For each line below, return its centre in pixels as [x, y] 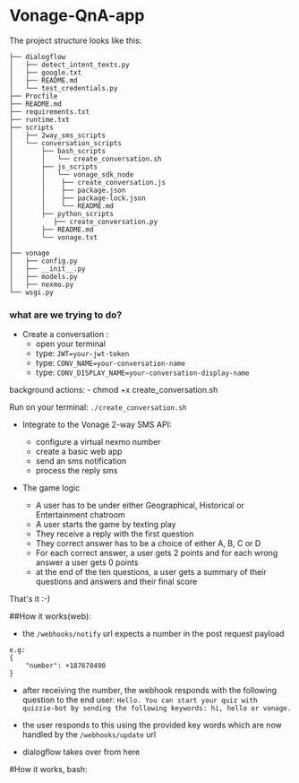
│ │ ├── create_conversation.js [88, 182]
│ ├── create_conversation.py [84, 222]
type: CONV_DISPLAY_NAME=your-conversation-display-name [142, 372]
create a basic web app [79, 452]
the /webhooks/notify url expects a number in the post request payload [153, 634]
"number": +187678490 [65, 666]
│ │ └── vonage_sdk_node [72, 174]
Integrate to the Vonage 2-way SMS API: [97, 425]
